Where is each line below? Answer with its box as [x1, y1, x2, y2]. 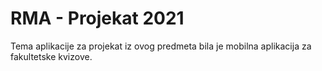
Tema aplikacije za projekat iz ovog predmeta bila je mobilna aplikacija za [10, 40, 312, 52]
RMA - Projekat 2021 [10, 7, 185, 30]
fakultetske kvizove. [10, 50, 93, 62]
